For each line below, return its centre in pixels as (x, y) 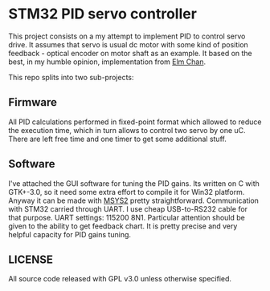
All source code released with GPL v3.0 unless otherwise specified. (120, 279)
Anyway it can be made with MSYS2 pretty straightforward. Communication (134, 200)
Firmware (33, 102)
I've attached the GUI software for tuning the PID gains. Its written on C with (134, 183)
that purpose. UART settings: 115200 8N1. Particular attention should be (127, 217)
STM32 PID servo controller (102, 14)
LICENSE (31, 259)
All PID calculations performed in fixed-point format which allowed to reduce (135, 122)
